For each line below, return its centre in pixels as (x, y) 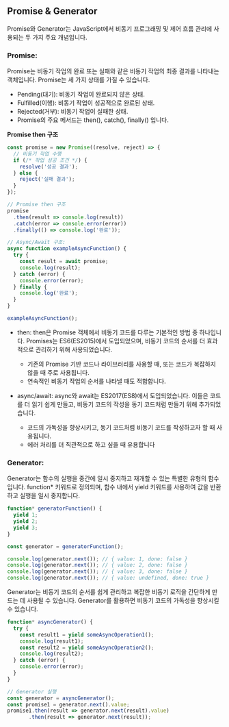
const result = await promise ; (64, 262)
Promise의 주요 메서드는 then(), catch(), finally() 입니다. (93, 120)
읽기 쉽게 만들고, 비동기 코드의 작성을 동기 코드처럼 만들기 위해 (114, 404)
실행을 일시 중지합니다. (50, 495)
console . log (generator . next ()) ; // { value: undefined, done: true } (108, 578)
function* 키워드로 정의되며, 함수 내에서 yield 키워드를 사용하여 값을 (118, 487)
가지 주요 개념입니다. (60, 37)
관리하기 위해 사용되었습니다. (74, 349)
